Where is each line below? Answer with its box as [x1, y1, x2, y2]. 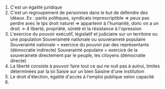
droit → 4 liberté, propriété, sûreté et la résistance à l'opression [10, 26, 142, 32]
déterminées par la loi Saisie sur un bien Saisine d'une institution [10, 68, 145, 74]
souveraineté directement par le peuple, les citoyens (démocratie [10, 52, 146, 58]
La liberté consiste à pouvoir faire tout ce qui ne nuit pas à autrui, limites [10, 63, 160, 69]
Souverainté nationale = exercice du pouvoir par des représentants [10, 42, 149, 47]
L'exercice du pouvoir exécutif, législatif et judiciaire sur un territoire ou [10, 31, 158, 37]
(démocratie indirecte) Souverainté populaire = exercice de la [10, 47, 138, 53]
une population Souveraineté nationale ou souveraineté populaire [10, 36, 146, 42]
